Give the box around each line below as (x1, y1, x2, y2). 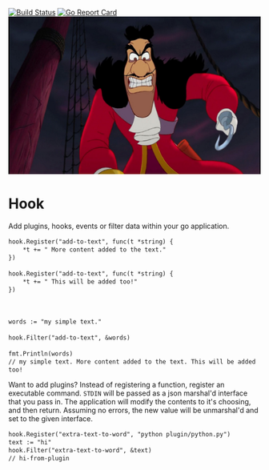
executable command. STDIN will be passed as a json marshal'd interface (8, 388, 248, 398)
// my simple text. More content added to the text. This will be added (8, 357, 256, 366)
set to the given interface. (8, 413, 94, 424)
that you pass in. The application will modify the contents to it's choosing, (8, 396, 251, 406)
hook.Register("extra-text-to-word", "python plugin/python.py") (8, 430, 231, 438)
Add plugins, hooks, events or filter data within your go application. (8, 221, 230, 231)
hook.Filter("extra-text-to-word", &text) (8, 446, 152, 454)
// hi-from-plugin (8, 454, 70, 462)
